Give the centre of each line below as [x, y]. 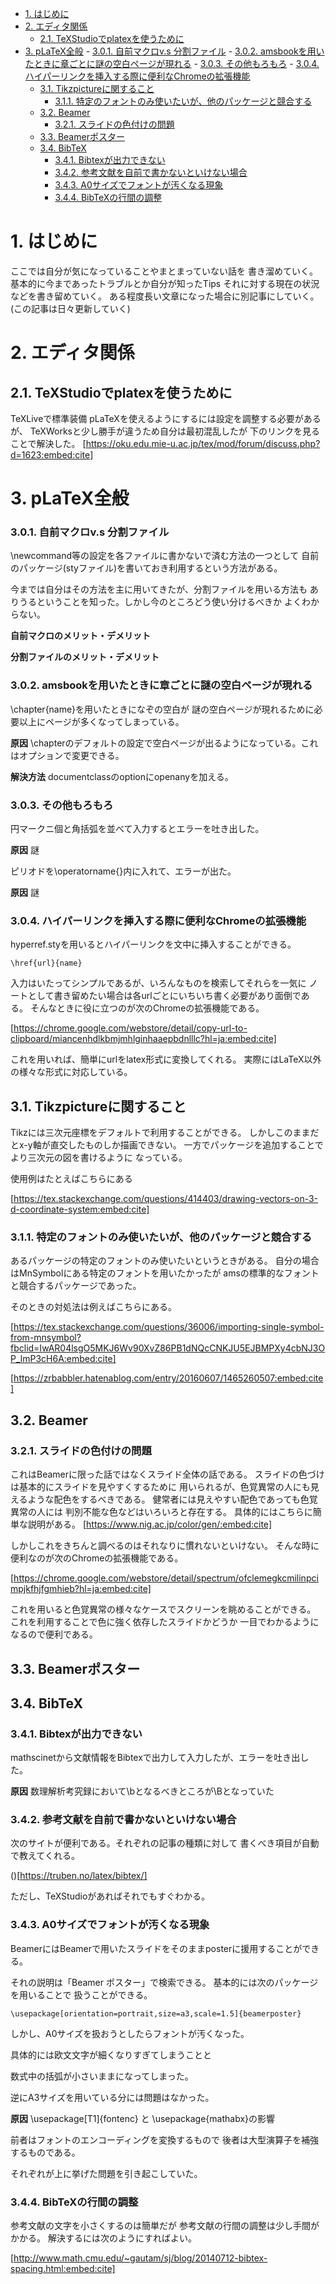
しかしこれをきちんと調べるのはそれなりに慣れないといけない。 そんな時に [165, 1546]
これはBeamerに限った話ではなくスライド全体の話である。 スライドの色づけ [167, 1474]
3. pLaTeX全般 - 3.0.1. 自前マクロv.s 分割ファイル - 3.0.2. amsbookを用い [174, 51]
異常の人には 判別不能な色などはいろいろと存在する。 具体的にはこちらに [161, 1512]
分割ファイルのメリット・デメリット [85, 657]
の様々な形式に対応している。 [71, 1072]
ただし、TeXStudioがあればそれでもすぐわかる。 [110, 1896]
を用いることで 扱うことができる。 [81, 1994]
